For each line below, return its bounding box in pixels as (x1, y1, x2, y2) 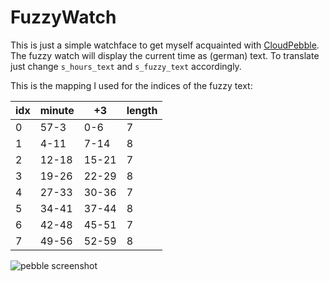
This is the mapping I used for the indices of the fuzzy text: (10, 79, 253, 91)
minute (39, 103, 75, 117)
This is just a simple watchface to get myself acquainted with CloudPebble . (10, 39, 320, 51)
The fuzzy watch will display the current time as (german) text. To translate (10, 49, 320, 61)
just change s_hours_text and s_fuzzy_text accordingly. (10, 60, 242, 72)
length (126, 103, 158, 117)
